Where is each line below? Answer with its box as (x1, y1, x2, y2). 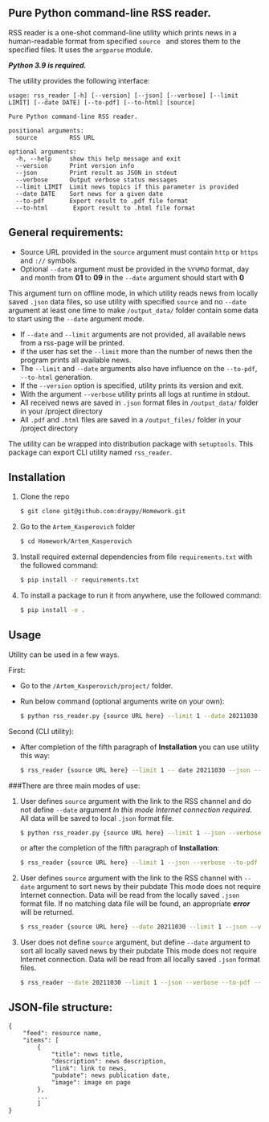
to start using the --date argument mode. (8, 313, 145, 324)
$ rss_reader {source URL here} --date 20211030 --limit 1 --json (19, 923, 247, 931)
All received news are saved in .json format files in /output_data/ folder (19, 398, 259, 407)
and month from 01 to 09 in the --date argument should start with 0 (19, 272, 245, 282)
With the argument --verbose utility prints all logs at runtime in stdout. (19, 389, 251, 398)
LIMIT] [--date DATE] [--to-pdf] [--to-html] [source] (8, 98, 196, 107)
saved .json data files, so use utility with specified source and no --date (8, 296, 247, 306)
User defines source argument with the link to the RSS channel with (19, 873, 243, 883)
